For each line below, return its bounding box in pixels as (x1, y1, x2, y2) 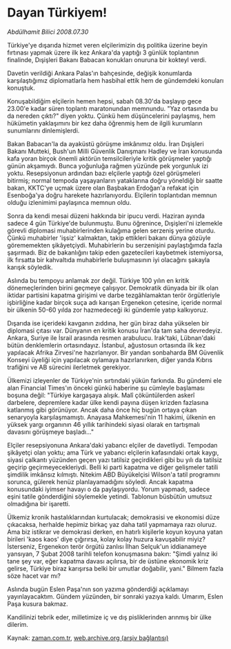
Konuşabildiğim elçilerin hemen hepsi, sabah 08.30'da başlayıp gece (7, 97, 202, 105)
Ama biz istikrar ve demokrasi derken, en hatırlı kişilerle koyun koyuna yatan (7, 528, 223, 536)
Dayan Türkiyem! (7, 5, 108, 21)
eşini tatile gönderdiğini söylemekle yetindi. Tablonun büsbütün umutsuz (7, 492, 212, 501)
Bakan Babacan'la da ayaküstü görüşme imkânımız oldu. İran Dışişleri (7, 139, 205, 148)
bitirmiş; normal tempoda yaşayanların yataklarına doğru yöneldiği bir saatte (7, 176, 223, 184)
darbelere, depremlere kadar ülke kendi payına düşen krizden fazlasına (7, 398, 209, 406)
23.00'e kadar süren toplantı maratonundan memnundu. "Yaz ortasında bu (7, 104, 219, 112)
